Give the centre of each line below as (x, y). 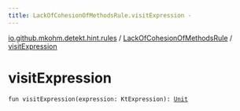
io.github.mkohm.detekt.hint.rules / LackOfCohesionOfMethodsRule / (120, 38)
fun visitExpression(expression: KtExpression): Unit (98, 99)
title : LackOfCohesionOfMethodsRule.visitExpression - (100, 15)
